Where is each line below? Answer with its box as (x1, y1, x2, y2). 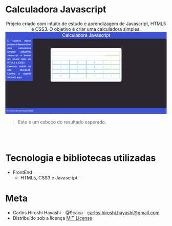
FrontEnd (12, 169, 32, 175)
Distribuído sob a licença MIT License (12, 215, 93, 221)
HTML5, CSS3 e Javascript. (20, 175, 79, 181)
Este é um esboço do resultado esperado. (17, 119, 106, 125)
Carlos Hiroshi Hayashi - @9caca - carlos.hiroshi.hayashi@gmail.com (12, 210, 160, 216)
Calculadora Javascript (5, 4, 106, 15)
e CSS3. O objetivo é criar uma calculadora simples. (31, 26, 141, 32)
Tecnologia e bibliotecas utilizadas (5, 152, 156, 164)
